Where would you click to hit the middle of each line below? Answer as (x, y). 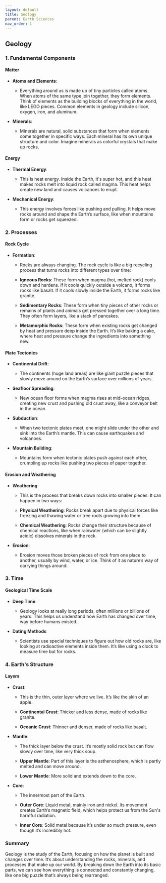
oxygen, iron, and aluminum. (49, 111)
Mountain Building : (32, 448)
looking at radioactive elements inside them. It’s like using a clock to (89, 646)
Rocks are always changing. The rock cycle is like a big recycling (86, 265)
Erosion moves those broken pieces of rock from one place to (83, 555)
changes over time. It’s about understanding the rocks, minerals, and (75, 860)
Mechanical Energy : (33, 199)
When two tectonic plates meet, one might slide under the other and (89, 428)
